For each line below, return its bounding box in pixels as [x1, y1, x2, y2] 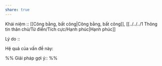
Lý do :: [5, 36, 20, 42]
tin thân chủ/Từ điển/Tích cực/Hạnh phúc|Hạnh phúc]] [5, 26, 116, 32]
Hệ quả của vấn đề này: [5, 45, 53, 51]
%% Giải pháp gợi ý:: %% [5, 55, 58, 61]
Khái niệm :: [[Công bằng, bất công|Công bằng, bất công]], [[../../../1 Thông [5, 21, 158, 27]
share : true [5, 7, 30, 12]
